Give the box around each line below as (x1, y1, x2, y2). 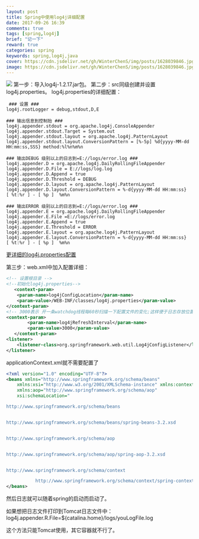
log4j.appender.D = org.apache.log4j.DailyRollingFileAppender (6, 161, 166, 167)
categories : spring (6, 48, 54, 53)
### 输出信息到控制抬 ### (6, 118, 63, 124)
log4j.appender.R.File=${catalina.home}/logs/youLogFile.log (6, 515, 153, 522)
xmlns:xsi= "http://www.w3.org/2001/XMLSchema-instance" (17, 382, 158, 388)
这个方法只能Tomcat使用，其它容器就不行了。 (6, 527, 118, 534)
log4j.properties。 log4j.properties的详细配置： (6, 89, 122, 96)
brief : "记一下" (6, 36, 44, 42)
